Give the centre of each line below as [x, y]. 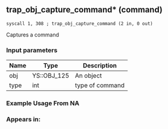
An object [88, 76]
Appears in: [24, 119]
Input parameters [32, 50]
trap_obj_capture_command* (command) [84, 10]
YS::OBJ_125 [51, 76]
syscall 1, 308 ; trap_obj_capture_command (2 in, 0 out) [80, 23]
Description [100, 66]
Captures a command [33, 35]
